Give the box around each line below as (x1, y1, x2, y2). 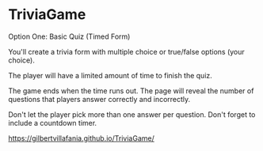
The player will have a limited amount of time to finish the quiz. (8, 70, 212, 80)
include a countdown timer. (8, 118, 97, 127)
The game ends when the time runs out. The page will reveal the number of (8, 85, 254, 96)
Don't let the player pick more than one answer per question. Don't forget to (8, 109, 256, 119)
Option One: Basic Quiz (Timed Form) (8, 32, 131, 41)
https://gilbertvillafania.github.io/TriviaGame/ (8, 133, 154, 143)
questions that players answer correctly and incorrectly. (8, 94, 191, 104)
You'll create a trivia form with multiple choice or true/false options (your (8, 47, 246, 56)
